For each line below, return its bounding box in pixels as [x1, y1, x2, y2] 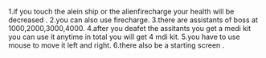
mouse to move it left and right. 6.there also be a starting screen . [8, 41, 225, 50]
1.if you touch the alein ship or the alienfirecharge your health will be [8, 7, 235, 16]
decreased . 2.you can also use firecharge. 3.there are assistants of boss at [8, 15, 259, 25]
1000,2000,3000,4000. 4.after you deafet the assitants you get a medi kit [8, 24, 252, 33]
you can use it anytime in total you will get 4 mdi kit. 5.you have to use [8, 32, 240, 41]
